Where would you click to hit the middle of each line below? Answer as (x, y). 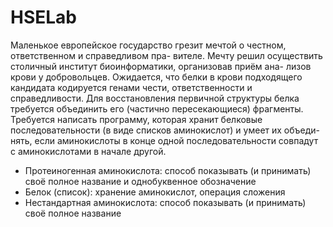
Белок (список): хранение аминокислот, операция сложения (155, 192)
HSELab (43, 17)
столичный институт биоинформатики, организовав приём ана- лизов (161, 66)
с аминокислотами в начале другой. (88, 151)
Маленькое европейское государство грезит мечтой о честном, (148, 45)
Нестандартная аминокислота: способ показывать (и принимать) (165, 202)
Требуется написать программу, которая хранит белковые (136, 119)
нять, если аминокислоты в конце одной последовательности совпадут (164, 140)
